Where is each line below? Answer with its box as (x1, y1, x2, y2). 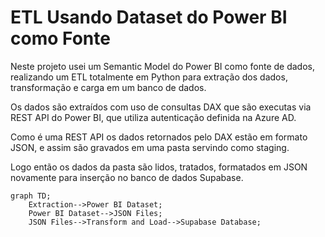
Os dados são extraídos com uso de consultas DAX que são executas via (10, 101, 312, 113)
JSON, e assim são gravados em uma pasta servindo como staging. (10, 141, 290, 153)
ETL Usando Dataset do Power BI (10, 6, 288, 29)
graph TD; (10, 191, 52, 201)
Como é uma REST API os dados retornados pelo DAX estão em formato (10, 131, 308, 143)
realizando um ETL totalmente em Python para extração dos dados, (10, 71, 288, 83)
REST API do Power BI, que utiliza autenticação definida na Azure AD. (10, 111, 297, 123)
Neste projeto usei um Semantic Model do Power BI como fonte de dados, (10, 60, 315, 72)
